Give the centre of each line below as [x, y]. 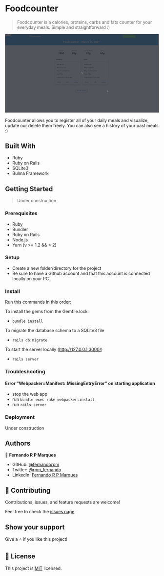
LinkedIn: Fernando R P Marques [45, 475]
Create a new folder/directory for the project [57, 268]
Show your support [35, 527]
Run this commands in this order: [38, 302]
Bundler [20, 229]
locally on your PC [31, 278]
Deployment [20, 417]
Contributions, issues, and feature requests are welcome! [63, 502]
